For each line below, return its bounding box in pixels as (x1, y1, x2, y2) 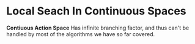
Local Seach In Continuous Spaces (6, 4, 186, 18)
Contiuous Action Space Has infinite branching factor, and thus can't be (6, 24, 189, 31)
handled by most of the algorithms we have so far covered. (6, 30, 155, 37)
